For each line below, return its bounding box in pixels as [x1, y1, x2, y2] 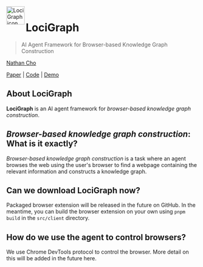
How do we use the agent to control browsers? [6, 232, 187, 243]
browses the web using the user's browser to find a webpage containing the [6, 161, 198, 168]
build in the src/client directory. [6, 215, 90, 222]
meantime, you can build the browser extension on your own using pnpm [6, 208, 185, 215]
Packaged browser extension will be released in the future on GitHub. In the [6, 201, 196, 209]
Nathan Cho [6, 59, 36, 66]
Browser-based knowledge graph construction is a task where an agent [6, 155, 187, 162]
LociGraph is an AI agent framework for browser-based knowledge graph [6, 105, 191, 112]
